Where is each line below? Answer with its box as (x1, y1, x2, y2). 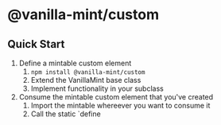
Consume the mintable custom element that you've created (18, 92, 214, 101)
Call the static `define (30, 109, 101, 119)
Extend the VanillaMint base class (30, 76, 142, 84)
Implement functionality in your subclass (30, 84, 164, 93)
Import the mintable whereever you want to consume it (30, 101, 211, 110)
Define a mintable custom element (18, 58, 132, 68)
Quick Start (7, 37, 65, 51)
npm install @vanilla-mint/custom (30, 68, 145, 76)
